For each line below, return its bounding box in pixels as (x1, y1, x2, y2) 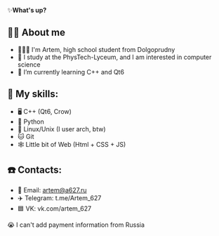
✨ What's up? (7, 6, 47, 14)
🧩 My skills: (7, 88, 58, 100)
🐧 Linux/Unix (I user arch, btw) (17, 124, 107, 133)
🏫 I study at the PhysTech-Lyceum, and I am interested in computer (17, 53, 212, 61)
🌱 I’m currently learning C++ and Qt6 (17, 67, 125, 76)
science (17, 60, 41, 69)
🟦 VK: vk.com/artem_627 (17, 204, 92, 213)
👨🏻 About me (7, 27, 65, 39)
